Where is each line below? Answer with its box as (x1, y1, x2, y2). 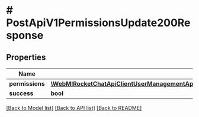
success (9, 89, 34, 97)
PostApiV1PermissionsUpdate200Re (6, 16, 191, 30)
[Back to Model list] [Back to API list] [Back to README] (6, 105, 142, 111)
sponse (6, 29, 44, 42)
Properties (6, 52, 46, 62)
